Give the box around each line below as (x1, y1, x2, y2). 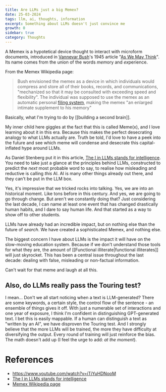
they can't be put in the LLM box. (5, 176, 73, 182)
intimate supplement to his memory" (17, 105, 92, 111)
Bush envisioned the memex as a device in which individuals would (17, 78, 155, 84)
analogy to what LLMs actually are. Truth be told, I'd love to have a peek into (5, 134, 161, 140)
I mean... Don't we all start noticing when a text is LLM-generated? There (5, 294, 155, 300)
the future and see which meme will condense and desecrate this (5, 139, 139, 145)
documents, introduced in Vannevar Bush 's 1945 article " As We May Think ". (5, 54, 160, 60)
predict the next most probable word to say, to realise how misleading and (5, 165, 157, 171)
